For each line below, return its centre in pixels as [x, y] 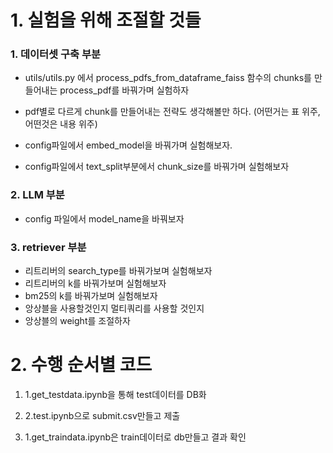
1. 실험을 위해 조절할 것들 [106, 20]
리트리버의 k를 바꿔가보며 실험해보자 [95, 283]
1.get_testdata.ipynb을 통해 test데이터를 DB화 [115, 395]
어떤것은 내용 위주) [61, 124]
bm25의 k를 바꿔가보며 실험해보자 [91, 296]
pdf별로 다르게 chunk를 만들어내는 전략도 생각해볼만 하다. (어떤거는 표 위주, [172, 112]
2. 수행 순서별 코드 [81, 365]
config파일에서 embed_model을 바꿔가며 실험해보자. [128, 145]
